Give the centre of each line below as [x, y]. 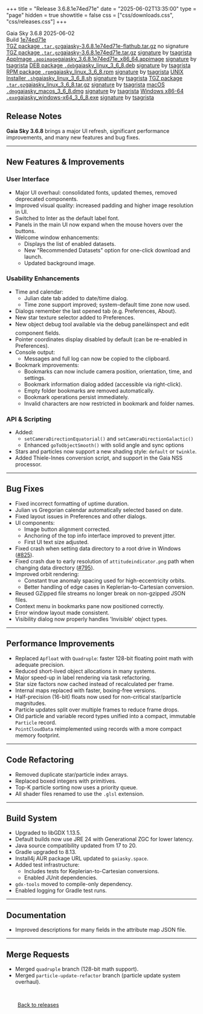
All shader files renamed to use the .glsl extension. [79, 794]
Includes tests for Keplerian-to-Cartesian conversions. [92, 871]
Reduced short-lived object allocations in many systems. [85, 671]
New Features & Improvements [66, 162]
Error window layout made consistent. [62, 612]
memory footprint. [37, 735]
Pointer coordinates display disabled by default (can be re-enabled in [101, 339]
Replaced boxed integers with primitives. [66, 781]
